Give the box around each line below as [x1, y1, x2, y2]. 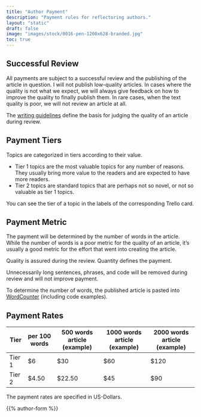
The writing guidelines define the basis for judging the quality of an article [6, 111, 188, 118]
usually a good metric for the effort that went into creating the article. [6, 246, 176, 253]
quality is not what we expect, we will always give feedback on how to [6, 87, 179, 95]
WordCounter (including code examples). [6, 293, 108, 300]
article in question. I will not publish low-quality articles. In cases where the [6, 81, 191, 88]
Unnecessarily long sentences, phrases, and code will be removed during [6, 269, 187, 276]
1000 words [106, 328, 142, 337]
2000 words [153, 328, 189, 337]
